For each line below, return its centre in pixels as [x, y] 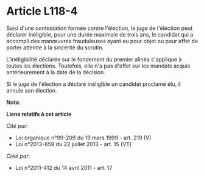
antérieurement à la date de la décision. [56, 72]
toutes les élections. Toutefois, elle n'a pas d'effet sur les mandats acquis [98, 66]
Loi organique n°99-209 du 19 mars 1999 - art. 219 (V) [83, 138]
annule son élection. [32, 90]
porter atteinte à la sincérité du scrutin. [55, 48]
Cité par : [17, 125]
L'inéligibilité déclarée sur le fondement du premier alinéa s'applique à [94, 59]
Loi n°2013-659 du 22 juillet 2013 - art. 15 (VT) [73, 144]
